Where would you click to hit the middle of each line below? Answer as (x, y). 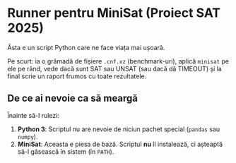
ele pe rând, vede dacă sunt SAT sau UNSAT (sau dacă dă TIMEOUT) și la (115, 68)
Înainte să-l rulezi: (34, 115)
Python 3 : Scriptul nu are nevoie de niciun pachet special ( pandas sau (119, 129)
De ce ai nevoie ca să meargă (73, 98)
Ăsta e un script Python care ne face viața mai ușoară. (86, 47)
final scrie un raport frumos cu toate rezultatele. (77, 76)
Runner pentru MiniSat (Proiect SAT (114, 13)
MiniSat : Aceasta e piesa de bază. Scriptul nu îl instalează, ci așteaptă (120, 144)
